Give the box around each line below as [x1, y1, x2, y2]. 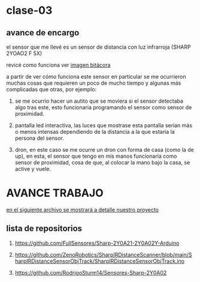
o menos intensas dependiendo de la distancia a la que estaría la [14, 128, 175, 135]
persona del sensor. [14, 134, 64, 142]
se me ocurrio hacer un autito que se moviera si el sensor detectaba [14, 97, 184, 104]
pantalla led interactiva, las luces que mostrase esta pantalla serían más [14, 122, 193, 129]
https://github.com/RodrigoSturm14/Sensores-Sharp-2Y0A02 [14, 269, 167, 276]
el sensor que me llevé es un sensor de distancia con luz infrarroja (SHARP [6, 43, 191, 50]
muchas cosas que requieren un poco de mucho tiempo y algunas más [6, 79, 181, 86]
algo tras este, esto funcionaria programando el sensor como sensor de [14, 104, 192, 111]
